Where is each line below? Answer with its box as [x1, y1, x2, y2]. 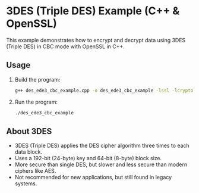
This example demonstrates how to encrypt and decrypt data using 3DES [6, 36, 186, 43]
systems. [14, 180, 37, 187]
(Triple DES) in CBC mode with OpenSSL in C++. [6, 43, 125, 50]
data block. [14, 148, 43, 155]
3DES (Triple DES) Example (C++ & [6, 4, 180, 18]
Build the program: [14, 76, 61, 83]
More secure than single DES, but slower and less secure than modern [14, 161, 188, 168]
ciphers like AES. [14, 167, 56, 175]
